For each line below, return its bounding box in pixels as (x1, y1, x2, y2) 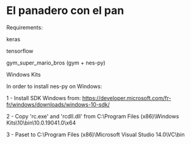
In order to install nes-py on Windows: (6, 83, 103, 90)
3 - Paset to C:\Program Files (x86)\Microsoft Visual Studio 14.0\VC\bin (6, 131, 185, 138)
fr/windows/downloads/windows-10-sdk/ (6, 101, 110, 108)
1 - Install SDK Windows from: (6, 94, 81, 101)
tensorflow (6, 47, 34, 55)
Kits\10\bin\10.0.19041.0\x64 (6, 119, 76, 126)
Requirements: (6, 24, 43, 31)
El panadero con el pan (6, 4, 124, 18)
